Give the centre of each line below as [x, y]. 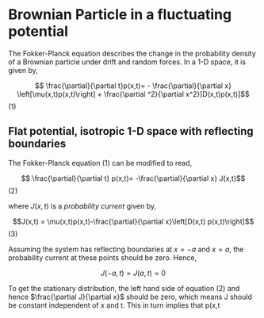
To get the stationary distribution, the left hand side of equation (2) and [124, 288]
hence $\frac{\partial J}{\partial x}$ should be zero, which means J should [130, 297]
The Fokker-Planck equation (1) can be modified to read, [100, 163]
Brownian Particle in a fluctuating [120, 15]
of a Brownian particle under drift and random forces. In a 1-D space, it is [127, 62]
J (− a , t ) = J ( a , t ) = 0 [133, 273]
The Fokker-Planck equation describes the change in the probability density [132, 53]
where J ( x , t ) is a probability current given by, [82, 206]
